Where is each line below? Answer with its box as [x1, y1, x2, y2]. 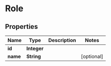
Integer [26, 45, 44, 52]
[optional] [80, 53, 104, 60]
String [26, 53, 41, 60]
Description [48, 37, 76, 44]
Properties [5, 22, 38, 31]
